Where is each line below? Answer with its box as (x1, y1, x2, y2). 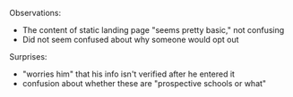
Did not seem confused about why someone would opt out (22, 35, 239, 44)
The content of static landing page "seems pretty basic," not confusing (22, 25, 285, 35)
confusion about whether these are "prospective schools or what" (22, 78, 267, 88)
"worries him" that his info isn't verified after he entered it (22, 69, 236, 79)
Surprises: (9, 52, 47, 61)
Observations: (9, 8, 62, 18)
